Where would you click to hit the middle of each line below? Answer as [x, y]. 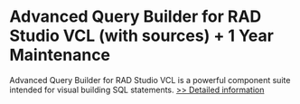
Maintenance [60, 55]
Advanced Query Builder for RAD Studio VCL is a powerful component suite [150, 80]
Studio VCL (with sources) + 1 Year [141, 36]
